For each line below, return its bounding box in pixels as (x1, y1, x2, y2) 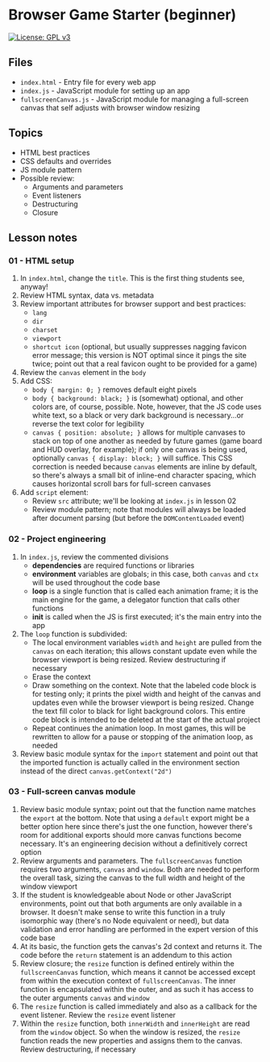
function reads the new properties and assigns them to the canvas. (19, 1035, 243, 1045)
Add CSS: (19, 377, 52, 386)
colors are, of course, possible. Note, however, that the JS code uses (31, 402, 262, 412)
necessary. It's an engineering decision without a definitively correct (19, 839, 248, 848)
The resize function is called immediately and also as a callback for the (19, 1002, 258, 1011)
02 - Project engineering (8, 534, 106, 545)
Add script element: (19, 488, 89, 498)
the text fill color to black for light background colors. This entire (31, 706, 246, 715)
